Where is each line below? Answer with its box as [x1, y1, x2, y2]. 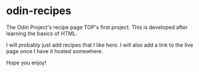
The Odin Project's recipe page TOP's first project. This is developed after [6, 24, 188, 31]
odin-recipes [6, 4, 71, 18]
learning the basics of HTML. [6, 30, 77, 37]
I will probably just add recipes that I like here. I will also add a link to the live [6, 41, 194, 48]
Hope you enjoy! [6, 59, 46, 66]
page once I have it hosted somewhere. [6, 47, 103, 54]
